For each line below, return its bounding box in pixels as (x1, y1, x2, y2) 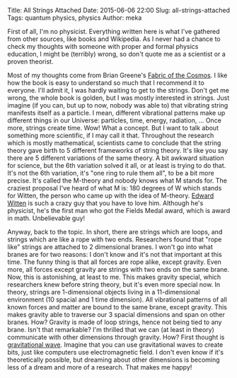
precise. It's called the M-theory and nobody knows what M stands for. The (7, 176, 228, 185)
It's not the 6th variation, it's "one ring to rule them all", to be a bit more (7, 169, 214, 177)
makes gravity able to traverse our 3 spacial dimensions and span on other (7, 311, 225, 319)
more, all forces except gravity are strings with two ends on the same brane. (7, 265, 230, 273)
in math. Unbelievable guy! (7, 214, 86, 222)
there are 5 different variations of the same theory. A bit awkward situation (7, 154, 224, 162)
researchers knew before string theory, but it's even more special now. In (7, 280, 221, 289)
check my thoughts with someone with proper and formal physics (7, 42, 199, 50)
